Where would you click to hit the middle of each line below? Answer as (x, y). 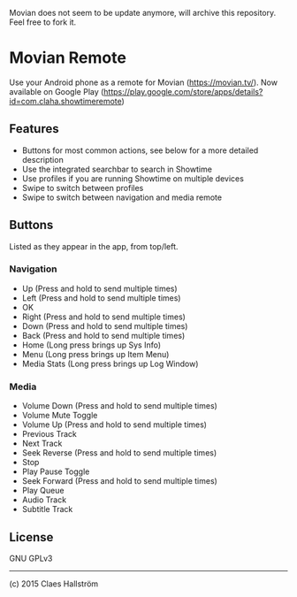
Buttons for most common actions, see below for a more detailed (140, 150)
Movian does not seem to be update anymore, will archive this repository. (143, 13)
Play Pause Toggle (56, 471)
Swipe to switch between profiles (83, 188)
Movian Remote (68, 58)
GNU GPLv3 (31, 558)
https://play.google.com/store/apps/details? (183, 91)
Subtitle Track (47, 509)
